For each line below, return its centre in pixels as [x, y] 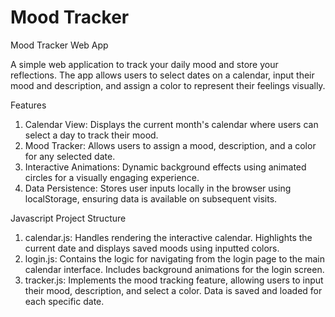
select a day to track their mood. [91, 135]
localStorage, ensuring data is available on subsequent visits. [151, 198]
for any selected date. [70, 156]
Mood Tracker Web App [59, 45]
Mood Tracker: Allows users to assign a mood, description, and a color [170, 145]
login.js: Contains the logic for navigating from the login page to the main [174, 258]
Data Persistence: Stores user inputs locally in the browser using [158, 188]
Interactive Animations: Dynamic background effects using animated [165, 167]
